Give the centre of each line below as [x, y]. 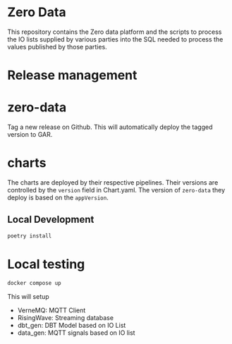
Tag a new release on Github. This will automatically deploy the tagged [110, 127]
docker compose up [34, 283]
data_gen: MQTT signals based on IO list [76, 333]
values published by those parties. [57, 47]
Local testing [46, 264]
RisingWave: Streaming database [66, 317]
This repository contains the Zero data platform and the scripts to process [115, 32]
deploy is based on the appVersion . [58, 197]
